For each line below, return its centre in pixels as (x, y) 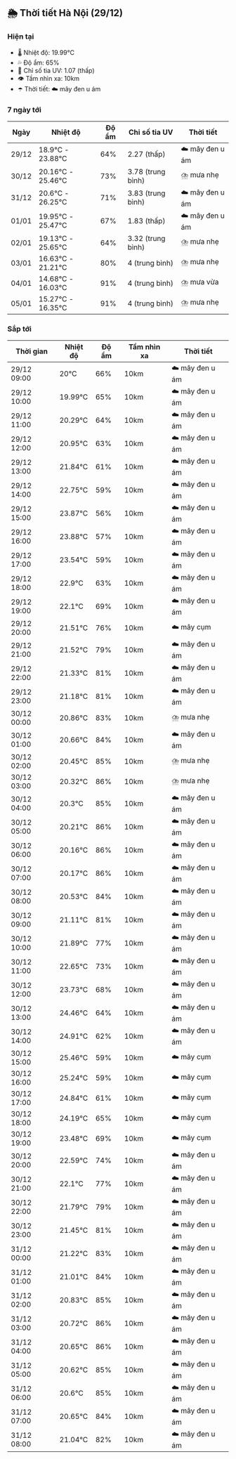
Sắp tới (19, 329)
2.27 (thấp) (146, 155)
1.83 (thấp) (146, 221)
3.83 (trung (146, 193)
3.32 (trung (146, 238)
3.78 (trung (146, 171)
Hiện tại (21, 37)
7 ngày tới (25, 110)
